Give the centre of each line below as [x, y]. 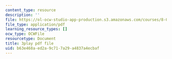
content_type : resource [31, 10]
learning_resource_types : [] [36, 29]
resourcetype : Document [31, 39]
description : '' [23, 15]
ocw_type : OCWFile [25, 34]
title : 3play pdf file [29, 44]
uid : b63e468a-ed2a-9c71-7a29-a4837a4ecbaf [52, 48]
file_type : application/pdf [35, 24]
